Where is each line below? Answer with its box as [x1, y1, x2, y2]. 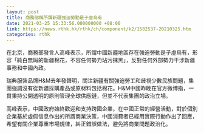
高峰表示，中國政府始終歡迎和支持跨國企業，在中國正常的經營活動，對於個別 [6, 105, 198, 112]
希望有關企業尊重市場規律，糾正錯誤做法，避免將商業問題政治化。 [6, 120, 171, 128]
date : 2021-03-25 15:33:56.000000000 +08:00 [6, 20, 121, 26]
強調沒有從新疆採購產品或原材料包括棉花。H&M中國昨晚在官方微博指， [11, 84, 189, 92]
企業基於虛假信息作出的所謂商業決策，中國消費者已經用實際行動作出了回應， [6, 113, 198, 120]
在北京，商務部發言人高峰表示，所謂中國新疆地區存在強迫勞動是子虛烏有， [6, 49, 192, 56]
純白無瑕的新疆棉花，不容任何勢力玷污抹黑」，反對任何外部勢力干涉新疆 [16, 56, 195, 64]
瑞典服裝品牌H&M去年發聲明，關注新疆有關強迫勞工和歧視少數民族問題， [6, 77, 189, 84]
